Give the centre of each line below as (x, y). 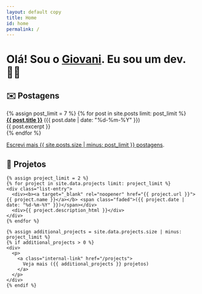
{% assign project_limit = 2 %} (47, 178)
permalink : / (23, 29)
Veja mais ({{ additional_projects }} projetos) (86, 264)
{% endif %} (21, 285)
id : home (17, 23)
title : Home (21, 18)
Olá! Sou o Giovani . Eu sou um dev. (96, 59)
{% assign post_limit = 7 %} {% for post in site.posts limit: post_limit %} (96, 113)
